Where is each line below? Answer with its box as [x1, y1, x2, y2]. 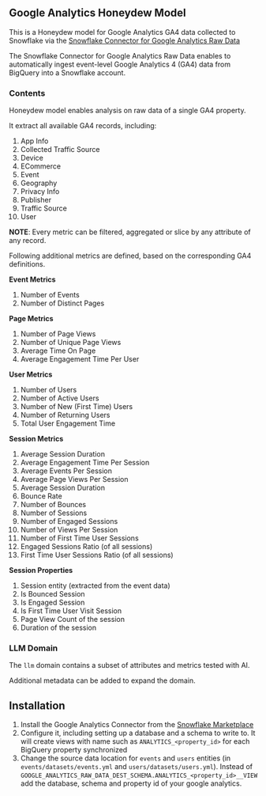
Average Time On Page [20, 346, 96, 355]
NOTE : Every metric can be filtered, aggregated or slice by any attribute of [9, 227, 251, 237]
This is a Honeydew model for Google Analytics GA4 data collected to [9, 27, 236, 36]
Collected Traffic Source [20, 145, 100, 154]
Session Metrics [9, 434, 64, 444]
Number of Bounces [20, 500, 86, 510]
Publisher [20, 195, 52, 205]
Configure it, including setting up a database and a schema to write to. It [20, 728, 256, 738]
